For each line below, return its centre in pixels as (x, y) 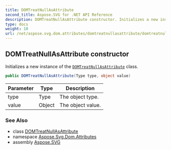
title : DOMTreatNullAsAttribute (39, 10)
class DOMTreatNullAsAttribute (45, 131)
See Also (17, 120)
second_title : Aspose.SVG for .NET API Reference (59, 15)
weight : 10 (17, 29)
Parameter (21, 88)
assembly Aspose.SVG (36, 142)
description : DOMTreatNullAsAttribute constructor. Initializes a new (82, 19)
